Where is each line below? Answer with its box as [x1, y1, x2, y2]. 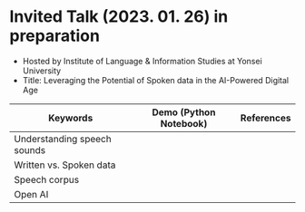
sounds [14, 143, 46, 156]
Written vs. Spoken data [14, 159, 116, 171]
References [240, 111, 291, 124]
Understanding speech [14, 132, 112, 145]
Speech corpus [14, 173, 80, 186]
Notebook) [160, 117, 208, 130]
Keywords [48, 111, 93, 124]
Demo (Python [152, 106, 216, 119]
